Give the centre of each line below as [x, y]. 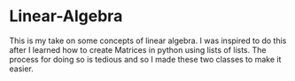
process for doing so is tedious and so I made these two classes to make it [145, 59]
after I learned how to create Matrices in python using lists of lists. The [138, 49]
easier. [21, 69]
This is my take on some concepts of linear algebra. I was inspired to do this [148, 40]
